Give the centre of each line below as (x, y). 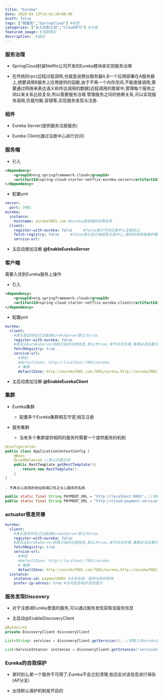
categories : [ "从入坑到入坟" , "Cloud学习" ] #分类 (51, 28)
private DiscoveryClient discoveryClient (48, 632)
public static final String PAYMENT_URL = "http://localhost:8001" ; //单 (81, 496)
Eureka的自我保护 (26, 663)
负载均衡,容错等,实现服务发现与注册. (62, 100)
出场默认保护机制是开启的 (38, 691)
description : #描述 (25, 37)
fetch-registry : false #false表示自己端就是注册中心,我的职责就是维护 (84, 235)
